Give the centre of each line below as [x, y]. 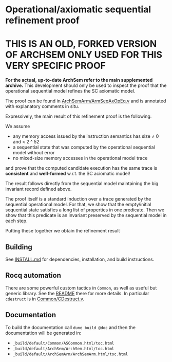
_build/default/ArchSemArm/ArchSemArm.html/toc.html [70, 354]
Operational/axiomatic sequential [78, 10]
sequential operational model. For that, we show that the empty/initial [78, 205]
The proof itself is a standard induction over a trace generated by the [78, 199]
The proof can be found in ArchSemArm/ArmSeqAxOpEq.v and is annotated [86, 101]
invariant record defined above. [39, 189]
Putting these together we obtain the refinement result [63, 231]
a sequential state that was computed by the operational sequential [84, 147]
